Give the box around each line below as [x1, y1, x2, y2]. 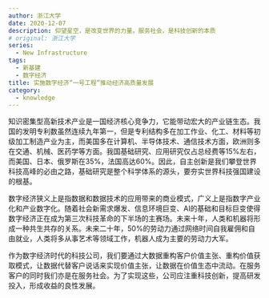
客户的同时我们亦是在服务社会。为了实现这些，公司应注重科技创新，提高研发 [8, 271, 261, 280]
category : [8, 86, 42, 95]
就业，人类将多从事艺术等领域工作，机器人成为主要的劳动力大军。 [14, 234, 233, 244]
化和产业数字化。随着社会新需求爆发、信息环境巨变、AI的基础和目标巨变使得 [8, 203, 261, 213]
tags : [8, 57, 26, 65]
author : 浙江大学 [8, 11, 62, 20]
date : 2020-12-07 [8, 19, 66, 27]
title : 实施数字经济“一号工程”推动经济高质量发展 [8, 79, 155, 87]
